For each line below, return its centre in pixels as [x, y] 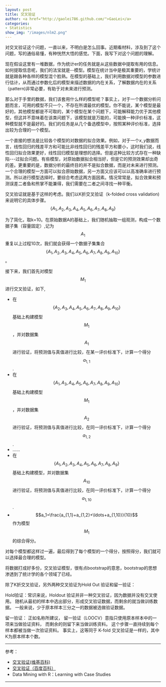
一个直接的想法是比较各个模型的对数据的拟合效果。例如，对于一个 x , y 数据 [80, 140]
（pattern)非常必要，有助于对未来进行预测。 [50, 89]
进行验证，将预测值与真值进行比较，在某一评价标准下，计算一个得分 [82, 352]
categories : [17, 23]
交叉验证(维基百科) [31, 662]
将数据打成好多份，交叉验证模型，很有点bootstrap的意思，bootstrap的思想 [81, 568]
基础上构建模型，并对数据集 [41, 473]
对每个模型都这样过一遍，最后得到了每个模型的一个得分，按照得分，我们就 [81, 551]
